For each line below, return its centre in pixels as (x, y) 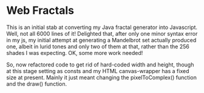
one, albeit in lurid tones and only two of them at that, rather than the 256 (98, 46)
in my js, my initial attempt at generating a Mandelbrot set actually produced (101, 40)
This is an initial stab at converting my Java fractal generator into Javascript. (102, 27)
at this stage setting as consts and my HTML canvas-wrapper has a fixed (98, 71)
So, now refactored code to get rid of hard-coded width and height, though (100, 65)
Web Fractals (40, 11)
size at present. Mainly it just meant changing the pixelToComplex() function (102, 77)
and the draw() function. (37, 84)
